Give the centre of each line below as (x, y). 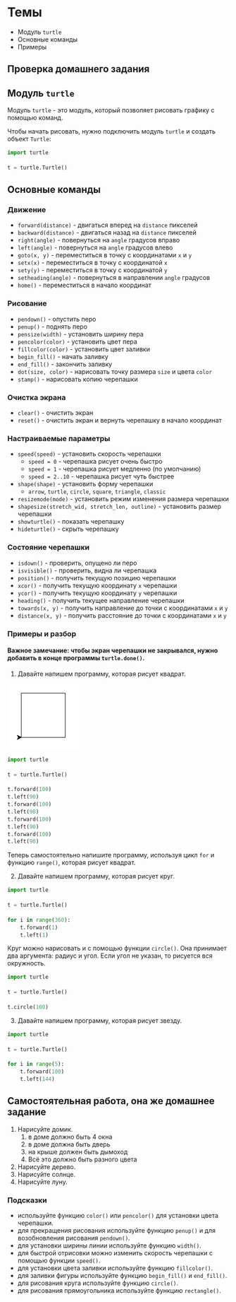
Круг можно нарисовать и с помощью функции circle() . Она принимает (117, 949)
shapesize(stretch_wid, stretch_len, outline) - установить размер (119, 507)
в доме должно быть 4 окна (70, 1137)
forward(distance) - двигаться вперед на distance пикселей (108, 225)
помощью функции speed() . (59, 1260)
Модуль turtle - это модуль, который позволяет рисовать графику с (111, 110)
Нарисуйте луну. (43, 1182)
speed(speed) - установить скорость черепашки (89, 454)
